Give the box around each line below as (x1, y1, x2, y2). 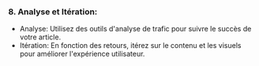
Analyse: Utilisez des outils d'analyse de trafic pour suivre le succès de (19, 24, 252, 34)
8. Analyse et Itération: (8, 6, 98, 17)
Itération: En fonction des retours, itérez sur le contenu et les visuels (19, 41, 242, 50)
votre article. (19, 32, 62, 42)
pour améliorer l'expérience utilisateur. (19, 49, 145, 59)
